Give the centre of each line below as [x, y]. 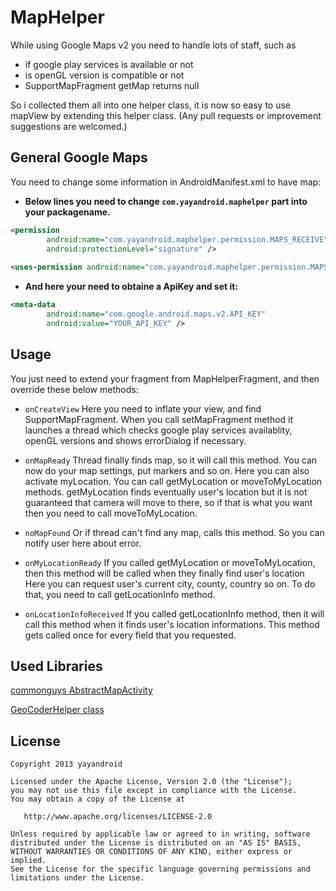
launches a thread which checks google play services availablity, [158, 430]
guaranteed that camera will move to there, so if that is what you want [168, 502]
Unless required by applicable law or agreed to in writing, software [160, 834]
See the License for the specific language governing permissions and [160, 869]
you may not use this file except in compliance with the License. [154, 791]
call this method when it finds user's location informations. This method [172, 624]
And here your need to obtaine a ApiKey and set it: [131, 287]
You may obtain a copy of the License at [98, 799]
